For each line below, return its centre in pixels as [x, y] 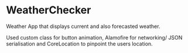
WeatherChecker [49, 10]
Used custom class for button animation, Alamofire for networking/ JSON [94, 37]
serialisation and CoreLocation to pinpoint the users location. [80, 44]
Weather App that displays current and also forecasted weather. [83, 26]
